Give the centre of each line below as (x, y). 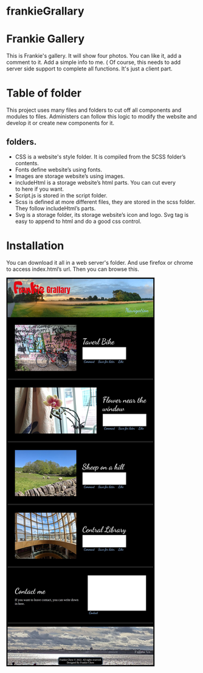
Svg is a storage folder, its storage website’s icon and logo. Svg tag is (102, 214)
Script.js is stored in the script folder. (61, 195)
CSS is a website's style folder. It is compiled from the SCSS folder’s (100, 157)
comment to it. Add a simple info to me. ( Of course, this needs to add (94, 63)
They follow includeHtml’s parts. (55, 208)
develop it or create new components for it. (60, 123)
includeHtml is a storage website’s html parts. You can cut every (95, 182)
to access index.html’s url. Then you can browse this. (73, 269)
